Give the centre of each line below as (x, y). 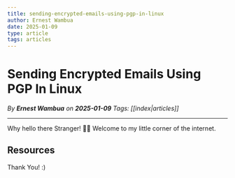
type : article (28, 33)
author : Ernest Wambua (40, 20)
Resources (31, 150)
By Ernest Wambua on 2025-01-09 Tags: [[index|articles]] (93, 108)
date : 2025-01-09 (33, 27)
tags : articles (29, 40)
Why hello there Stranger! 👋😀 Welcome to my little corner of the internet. (112, 128)
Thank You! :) (27, 167)
